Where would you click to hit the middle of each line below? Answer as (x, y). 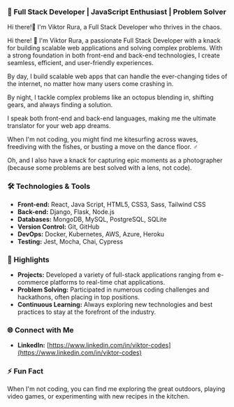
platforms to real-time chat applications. (108, 282)
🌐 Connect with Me (41, 330)
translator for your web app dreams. (59, 126)
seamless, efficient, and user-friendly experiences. (80, 63)
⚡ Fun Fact (25, 371)
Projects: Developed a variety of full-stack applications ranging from (117, 274)
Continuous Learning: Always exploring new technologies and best (115, 304)
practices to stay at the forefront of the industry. (87, 312)
